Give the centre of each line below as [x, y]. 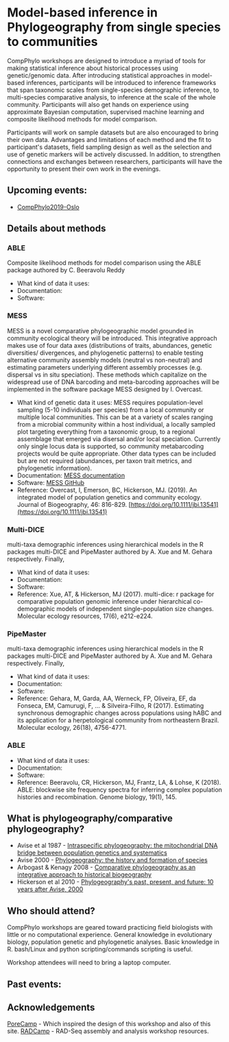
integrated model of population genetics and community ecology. [109, 497]
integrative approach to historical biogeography [84, 875]
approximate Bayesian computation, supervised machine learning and [106, 112]
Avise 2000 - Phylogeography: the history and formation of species [112, 860]
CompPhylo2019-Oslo [48, 206]
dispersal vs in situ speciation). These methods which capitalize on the [107, 375]
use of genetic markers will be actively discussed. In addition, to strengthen [114, 154]
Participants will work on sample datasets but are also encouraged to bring [113, 132]
